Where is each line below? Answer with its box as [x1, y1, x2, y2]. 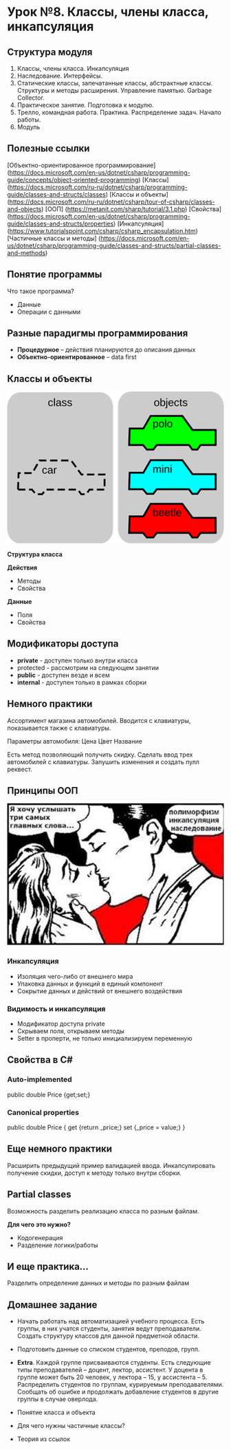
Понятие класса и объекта [16, 1408, 96, 1417]
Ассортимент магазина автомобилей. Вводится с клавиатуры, [7, 716, 191, 724]
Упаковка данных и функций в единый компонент [16, 980, 163, 988]
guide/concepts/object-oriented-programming [7, 175, 139, 184]
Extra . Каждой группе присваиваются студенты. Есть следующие [16, 1359, 211, 1367]
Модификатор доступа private [16, 1019, 105, 1028]
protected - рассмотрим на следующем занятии [16, 663, 159, 671]
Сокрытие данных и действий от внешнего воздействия [16, 986, 182, 995]
